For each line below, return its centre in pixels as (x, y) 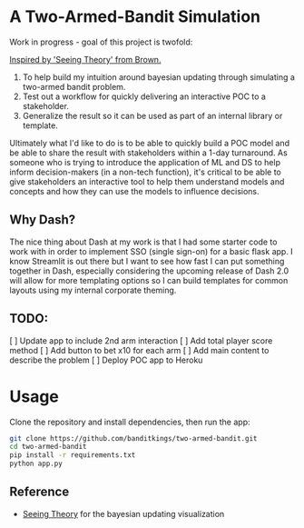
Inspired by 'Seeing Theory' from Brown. (85, 59)
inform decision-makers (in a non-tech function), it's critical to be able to (145, 172)
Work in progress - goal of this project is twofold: (101, 42)
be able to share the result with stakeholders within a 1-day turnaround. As (148, 153)
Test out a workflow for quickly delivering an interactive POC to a (144, 96)
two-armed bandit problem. (74, 86)
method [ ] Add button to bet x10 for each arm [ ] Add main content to (139, 350)
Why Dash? (43, 220)
